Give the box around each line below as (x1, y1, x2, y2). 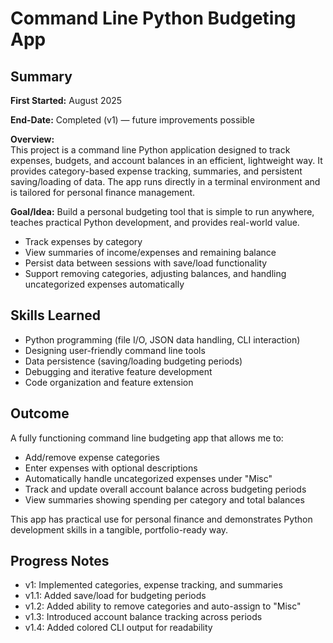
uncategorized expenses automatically (24, 278, 185, 290)
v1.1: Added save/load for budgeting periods (24, 590, 207, 602)
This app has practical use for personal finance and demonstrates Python (10, 513, 313, 525)
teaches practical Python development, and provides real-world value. (10, 217, 300, 228)
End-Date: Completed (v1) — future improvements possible (10, 114, 255, 126)
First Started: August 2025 (10, 95, 123, 106)
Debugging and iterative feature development (24, 365, 213, 377)
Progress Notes (10, 553, 110, 570)
